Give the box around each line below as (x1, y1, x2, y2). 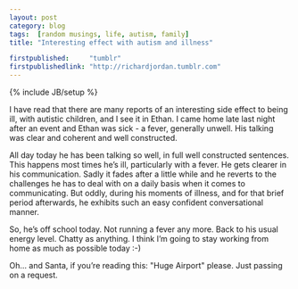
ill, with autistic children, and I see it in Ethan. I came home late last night (9, 113, 276, 124)
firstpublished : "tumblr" (9, 54, 122, 63)
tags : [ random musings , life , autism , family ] (9, 29, 190, 38)
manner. (9, 207, 40, 217)
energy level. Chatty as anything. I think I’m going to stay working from (9, 234, 269, 244)
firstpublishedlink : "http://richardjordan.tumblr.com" (9, 62, 221, 71)
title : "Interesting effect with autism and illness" (9, 37, 214, 47)
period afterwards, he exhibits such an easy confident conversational (9, 197, 264, 208)
